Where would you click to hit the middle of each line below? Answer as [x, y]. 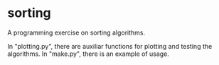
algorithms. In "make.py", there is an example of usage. [88, 54]
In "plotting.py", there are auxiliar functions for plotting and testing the [110, 46]
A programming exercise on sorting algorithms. [76, 32]
